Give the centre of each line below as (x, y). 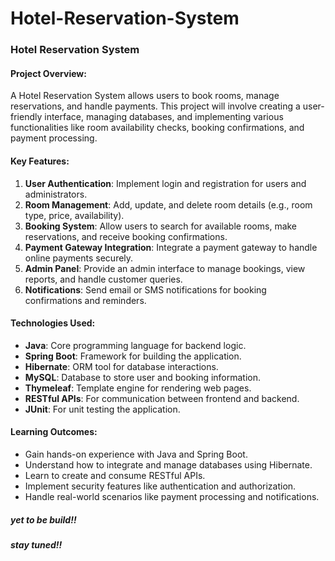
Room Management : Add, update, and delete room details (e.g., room (168, 204)
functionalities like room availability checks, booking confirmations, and (157, 128)
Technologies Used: (53, 323)
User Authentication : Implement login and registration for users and (165, 183)
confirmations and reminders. (85, 300)
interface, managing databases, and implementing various (164, 117)
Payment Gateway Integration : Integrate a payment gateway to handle (171, 247)
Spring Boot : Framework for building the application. (133, 356)
